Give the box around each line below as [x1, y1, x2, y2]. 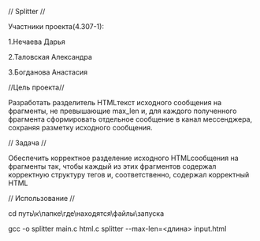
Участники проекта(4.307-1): [8, 22, 105, 31]
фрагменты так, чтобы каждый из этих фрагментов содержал [8, 162, 217, 171]
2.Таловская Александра [8, 53, 93, 61]
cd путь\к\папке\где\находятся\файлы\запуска [8, 209, 165, 218]
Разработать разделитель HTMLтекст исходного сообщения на [8, 98, 222, 107]
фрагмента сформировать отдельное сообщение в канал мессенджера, [8, 115, 253, 124]
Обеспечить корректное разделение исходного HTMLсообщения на [8, 153, 239, 162]
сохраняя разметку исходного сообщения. [8, 123, 153, 132]
